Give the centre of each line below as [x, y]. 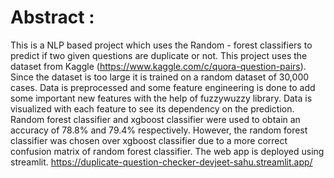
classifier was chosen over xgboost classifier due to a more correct [149, 140]
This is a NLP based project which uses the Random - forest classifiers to [161, 45]
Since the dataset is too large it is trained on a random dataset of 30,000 [160, 77]
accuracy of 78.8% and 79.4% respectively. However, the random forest [159, 130]
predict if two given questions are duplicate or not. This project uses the [159, 55]
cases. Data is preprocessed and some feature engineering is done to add [163, 87]
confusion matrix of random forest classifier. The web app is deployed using [167, 151]
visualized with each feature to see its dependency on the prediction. [152, 108]
